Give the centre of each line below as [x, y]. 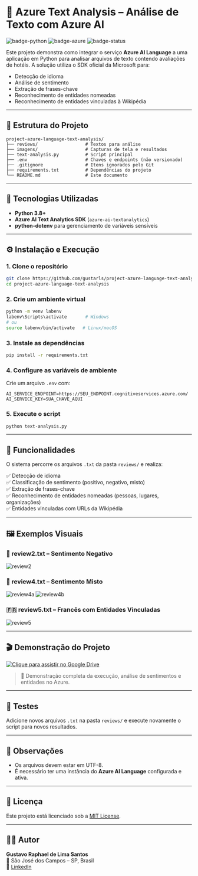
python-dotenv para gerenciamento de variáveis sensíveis [86, 225]
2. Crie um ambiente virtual [46, 299]
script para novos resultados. [42, 727]
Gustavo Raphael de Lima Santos [47, 854]
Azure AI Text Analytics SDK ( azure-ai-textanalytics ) [82, 219]
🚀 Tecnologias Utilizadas [52, 199]
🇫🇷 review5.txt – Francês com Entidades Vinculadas [83, 610]
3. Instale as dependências [45, 343]
